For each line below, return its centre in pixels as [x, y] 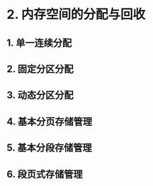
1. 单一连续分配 [39, 43]
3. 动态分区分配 [40, 95]
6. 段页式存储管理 [45, 174]
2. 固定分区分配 [40, 69]
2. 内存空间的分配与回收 [76, 14]
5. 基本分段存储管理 [49, 148]
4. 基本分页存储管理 [50, 121]
